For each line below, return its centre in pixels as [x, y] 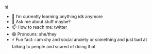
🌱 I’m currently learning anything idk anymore [57, 16]
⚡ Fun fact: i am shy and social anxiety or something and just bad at [79, 39]
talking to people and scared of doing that [53, 46]
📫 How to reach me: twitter [39, 27]
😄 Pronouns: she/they [34, 34]
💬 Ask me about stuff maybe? [41, 22]
